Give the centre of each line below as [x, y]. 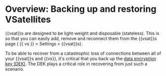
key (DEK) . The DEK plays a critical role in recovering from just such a [76, 64]
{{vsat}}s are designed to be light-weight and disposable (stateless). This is [82, 33]
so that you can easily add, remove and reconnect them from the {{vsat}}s [81, 38]
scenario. [15, 69]
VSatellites [28, 19]
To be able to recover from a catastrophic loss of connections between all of [83, 53]
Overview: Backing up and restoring [81, 9]
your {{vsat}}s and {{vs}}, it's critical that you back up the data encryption [81, 58]
